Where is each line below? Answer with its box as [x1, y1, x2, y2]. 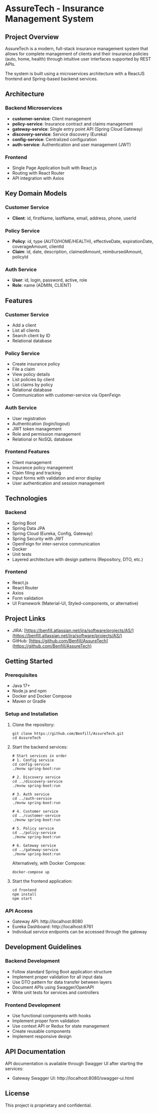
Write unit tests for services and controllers [12, 989, 99, 995]
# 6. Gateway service [12, 843, 56, 848]
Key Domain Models [5, 189, 67, 198]
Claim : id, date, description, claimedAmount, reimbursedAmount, [12, 248, 143, 254]
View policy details [12, 371, 50, 377]
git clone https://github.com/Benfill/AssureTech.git [12, 731, 124, 736]
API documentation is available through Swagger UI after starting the [5, 1060, 143, 1066]
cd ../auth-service [12, 796, 52, 801]
